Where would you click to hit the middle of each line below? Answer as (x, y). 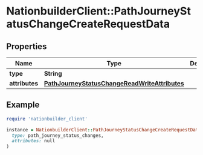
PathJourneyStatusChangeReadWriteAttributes (114, 83)
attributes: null (34, 141)
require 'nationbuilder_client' (47, 119)
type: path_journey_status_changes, (58, 135)
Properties (27, 46)
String (53, 74)
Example (23, 105)
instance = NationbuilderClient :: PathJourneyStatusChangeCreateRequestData (104, 130)
